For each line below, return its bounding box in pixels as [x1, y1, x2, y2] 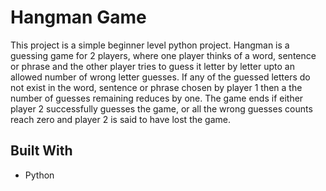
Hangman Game [10, 6, 147, 29]
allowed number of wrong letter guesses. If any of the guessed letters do [10, 71, 311, 83]
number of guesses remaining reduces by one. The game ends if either [10, 92, 304, 104]
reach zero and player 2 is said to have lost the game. [10, 113, 232, 125]
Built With [10, 142, 73, 160]
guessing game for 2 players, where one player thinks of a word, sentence [10, 49, 317, 61]
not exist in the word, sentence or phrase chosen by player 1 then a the [10, 81, 303, 93]
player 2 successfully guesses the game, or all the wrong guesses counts [10, 102, 313, 115]
